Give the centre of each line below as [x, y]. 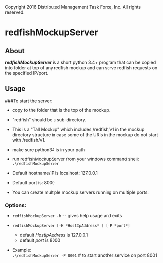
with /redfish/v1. [29, 140]
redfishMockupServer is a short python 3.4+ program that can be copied [81, 62]
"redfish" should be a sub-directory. [49, 120]
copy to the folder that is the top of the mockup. [61, 110]
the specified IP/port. [27, 73]
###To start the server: [29, 101]
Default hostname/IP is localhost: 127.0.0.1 [55, 173]
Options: [16, 205]
